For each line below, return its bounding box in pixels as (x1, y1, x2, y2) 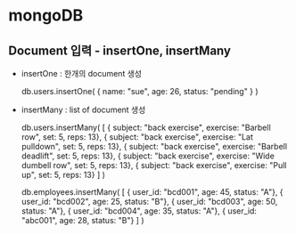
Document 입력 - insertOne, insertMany (8, 43, 231, 58)
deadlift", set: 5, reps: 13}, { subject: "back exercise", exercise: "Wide (21, 150, 275, 161)
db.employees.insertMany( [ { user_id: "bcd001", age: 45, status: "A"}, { (21, 187, 284, 197)
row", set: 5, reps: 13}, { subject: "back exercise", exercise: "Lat (21, 132, 253, 142)
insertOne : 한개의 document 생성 (21, 69, 142, 78)
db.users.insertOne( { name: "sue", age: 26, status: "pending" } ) (21, 86, 259, 96)
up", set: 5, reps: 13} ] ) (21, 170, 106, 180)
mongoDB (8, 5, 84, 26)
